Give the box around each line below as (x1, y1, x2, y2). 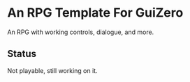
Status (7, 48, 37, 60)
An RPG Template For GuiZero (7, 5, 184, 21)
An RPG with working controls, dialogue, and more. (7, 28, 154, 36)
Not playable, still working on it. (7, 66, 98, 74)
